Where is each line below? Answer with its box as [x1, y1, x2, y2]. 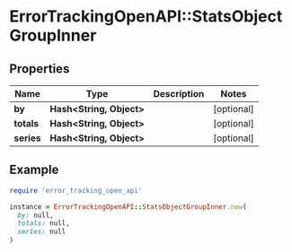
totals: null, [17, 219, 70, 228]
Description [153, 88, 205, 100]
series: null [17, 227, 66, 237]
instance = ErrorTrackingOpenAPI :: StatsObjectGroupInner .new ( [9, 202, 247, 212]
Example [9, 162, 59, 178]
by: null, [17, 211, 54, 220]
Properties [9, 61, 70, 76]
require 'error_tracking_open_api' [9, 186, 143, 195]
